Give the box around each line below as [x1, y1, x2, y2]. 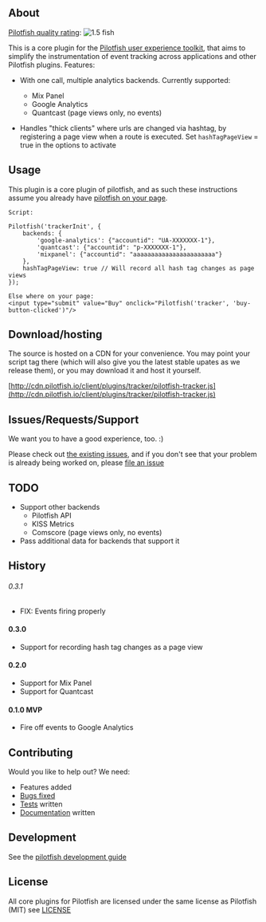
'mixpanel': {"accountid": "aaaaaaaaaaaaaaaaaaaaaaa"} [37, 250, 223, 258]
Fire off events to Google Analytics [19, 723, 134, 732]
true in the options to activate [19, 140, 117, 150]
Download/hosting [8, 328, 103, 341]
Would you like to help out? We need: [8, 767, 130, 777]
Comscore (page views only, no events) [31, 528, 162, 538]
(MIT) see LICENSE [8, 904, 72, 914]
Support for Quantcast [19, 687, 94, 696]
